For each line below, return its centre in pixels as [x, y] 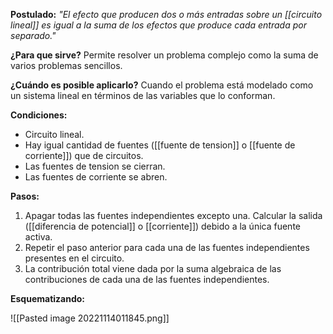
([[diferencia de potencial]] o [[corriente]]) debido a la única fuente [162, 226]
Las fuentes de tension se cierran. [95, 166]
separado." [33, 35]
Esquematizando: [47, 298]
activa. [38, 237]
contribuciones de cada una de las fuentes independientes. [147, 279]
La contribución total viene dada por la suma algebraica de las [153, 268]
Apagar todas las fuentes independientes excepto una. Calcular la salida [173, 215]
